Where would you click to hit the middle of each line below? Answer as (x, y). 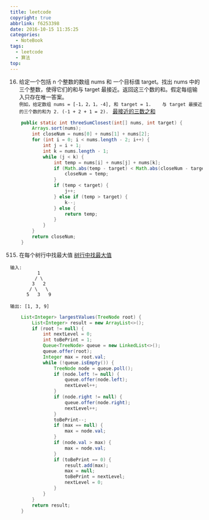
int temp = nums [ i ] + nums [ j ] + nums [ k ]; (107, 162)
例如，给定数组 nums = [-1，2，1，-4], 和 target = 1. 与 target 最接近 (110, 104)
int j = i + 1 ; (62, 145)
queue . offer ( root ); (67, 351)
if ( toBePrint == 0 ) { (82, 460)
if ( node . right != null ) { (88, 397)
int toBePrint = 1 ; (67, 340)
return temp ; (81, 214)
